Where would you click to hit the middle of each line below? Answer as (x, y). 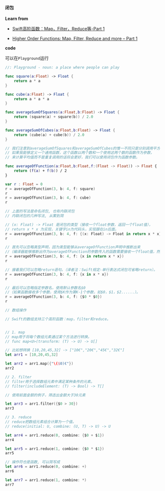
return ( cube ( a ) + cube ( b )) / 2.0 (49, 135)
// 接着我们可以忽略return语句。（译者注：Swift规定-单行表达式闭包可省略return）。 (81, 270)
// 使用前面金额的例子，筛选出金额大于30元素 (45, 395)
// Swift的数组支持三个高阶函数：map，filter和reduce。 (58, 319)
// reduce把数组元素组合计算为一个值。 (41, 422)
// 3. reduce (18, 417)
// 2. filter (18, 377)
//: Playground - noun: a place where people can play (62, 68)
